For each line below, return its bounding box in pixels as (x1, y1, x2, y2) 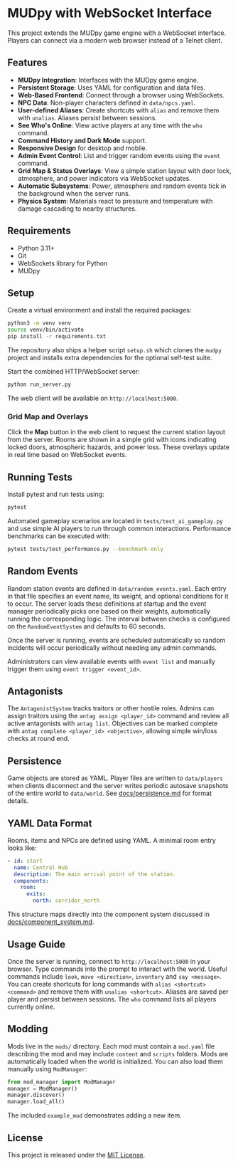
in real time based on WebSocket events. (7, 451, 127, 459)
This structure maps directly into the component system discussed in (7, 910, 210, 919)
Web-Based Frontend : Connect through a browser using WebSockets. (17, 90, 225, 99)
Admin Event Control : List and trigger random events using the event (17, 151, 220, 159)
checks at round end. (7, 735, 70, 743)
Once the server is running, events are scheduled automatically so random (7, 636, 226, 644)
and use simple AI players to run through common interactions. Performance (7, 524, 232, 532)
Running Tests (7, 471, 72, 483)
